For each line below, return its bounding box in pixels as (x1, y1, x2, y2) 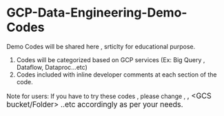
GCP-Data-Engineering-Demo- (6, 5, 187, 21)
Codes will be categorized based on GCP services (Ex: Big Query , (16, 55, 205, 64)
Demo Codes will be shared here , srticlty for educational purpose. (6, 42, 196, 50)
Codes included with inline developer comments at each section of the (16, 70, 217, 79)
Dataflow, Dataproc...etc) (16, 63, 88, 71)
